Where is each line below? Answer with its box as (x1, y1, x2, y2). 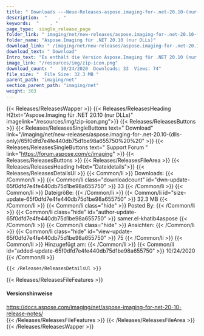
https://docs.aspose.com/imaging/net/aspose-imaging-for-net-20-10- (6, 304, 182, 311)
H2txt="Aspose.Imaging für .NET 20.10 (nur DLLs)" (6, 111, 134, 119)
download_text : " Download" (6, 49, 78, 55)
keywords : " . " (6, 20, 59, 26)
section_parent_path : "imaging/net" (6, 83, 99, 89)
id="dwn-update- (146, 176, 190, 183)
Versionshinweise (6, 290, 53, 297)
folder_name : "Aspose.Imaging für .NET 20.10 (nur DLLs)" (6, 37, 156, 43)
